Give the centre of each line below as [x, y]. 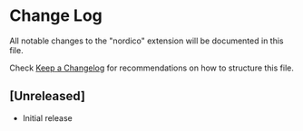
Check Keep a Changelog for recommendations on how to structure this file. [152, 68]
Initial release [47, 117]
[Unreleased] [48, 96]
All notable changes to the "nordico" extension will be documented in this [147, 41]
